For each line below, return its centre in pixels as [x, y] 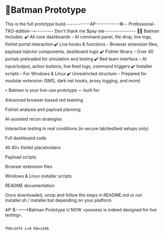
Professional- [142, 24]
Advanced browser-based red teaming [44, 100]
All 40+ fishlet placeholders [33, 147]
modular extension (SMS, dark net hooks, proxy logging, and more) [73, 80]
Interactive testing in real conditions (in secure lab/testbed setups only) [77, 128]
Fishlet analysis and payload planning [43, 109]
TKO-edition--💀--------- [29, 31]
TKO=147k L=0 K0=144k [27, 228]
